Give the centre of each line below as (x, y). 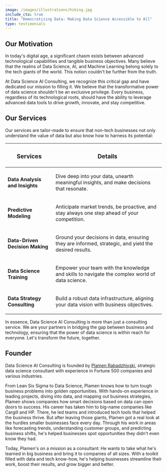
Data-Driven (23, 240)
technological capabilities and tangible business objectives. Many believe (80, 61)
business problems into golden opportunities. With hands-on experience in (82, 391)
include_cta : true (24, 14)
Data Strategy (24, 298)
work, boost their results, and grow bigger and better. (60, 464)
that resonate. (72, 188)
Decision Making (28, 246)
